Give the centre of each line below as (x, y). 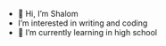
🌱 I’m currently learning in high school (87, 32)
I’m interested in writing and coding (83, 23)
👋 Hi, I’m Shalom (48, 14)
